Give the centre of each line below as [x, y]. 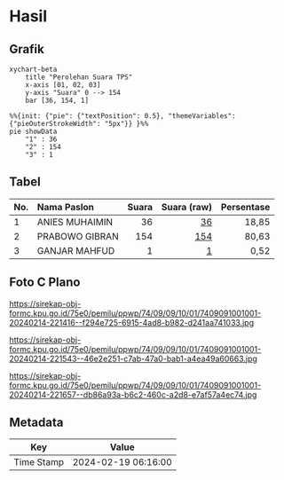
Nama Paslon [66, 207]
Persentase [245, 207]
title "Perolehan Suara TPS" [79, 77]
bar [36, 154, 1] [57, 100]
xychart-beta [33, 69]
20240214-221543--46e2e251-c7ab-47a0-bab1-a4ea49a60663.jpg [133, 358]
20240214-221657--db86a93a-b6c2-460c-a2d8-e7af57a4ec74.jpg [133, 394]
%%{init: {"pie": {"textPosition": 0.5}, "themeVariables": [123, 116]
